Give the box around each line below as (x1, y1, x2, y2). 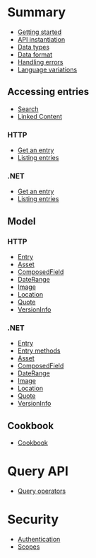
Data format (17, 50, 53, 59)
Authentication (17, 535, 61, 544)
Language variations (17, 65, 78, 74)
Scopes (17, 542, 40, 551)
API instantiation (17, 35, 66, 43)
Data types (17, 42, 50, 51)
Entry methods (17, 346, 61, 355)
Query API (7, 463, 69, 479)
